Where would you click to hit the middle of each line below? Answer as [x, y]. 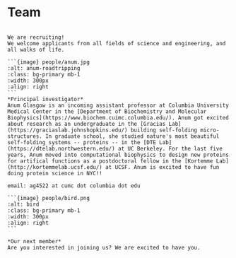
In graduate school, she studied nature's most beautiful [132, 136]
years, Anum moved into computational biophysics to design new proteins [118, 155]
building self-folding [164, 130]
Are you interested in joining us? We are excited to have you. [104, 247]
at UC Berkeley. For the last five [170, 148]
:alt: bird [23, 204]
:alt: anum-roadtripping [44, 68]
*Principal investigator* [45, 99]
